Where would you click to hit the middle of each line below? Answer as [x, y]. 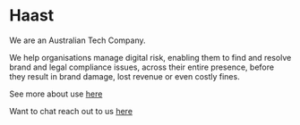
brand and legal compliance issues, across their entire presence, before [142, 67]
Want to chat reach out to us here [71, 111]
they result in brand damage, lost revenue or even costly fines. [124, 76]
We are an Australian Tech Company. [77, 40]
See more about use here [56, 94]
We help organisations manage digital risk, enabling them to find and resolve [150, 57]
